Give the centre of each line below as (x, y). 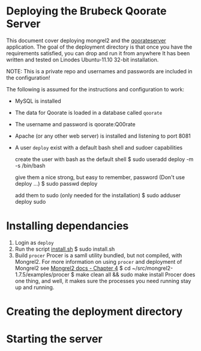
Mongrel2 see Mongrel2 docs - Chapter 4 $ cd (73, 268)
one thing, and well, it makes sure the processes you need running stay (103, 281)
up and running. (34, 287)
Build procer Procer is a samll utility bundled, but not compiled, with (98, 255)
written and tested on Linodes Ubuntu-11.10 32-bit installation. (82, 60)
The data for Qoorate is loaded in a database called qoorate (88, 112)
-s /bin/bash (30, 165)
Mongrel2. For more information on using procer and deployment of (98, 261)
